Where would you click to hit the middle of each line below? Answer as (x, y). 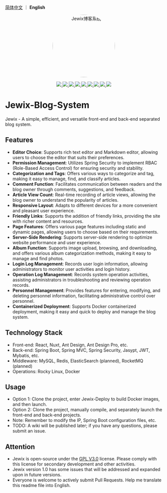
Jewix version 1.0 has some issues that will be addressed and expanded (86, 469)
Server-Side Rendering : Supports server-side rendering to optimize (82, 237)
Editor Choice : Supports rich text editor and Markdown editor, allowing (85, 152)
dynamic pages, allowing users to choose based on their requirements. (85, 232)
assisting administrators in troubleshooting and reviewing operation (82, 280)
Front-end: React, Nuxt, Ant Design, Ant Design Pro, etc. (70, 345)
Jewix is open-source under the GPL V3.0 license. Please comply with (84, 459)
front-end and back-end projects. (47, 415)
